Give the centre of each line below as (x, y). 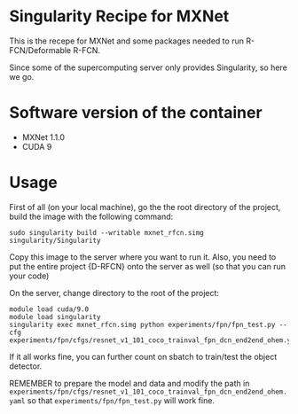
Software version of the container (136, 113)
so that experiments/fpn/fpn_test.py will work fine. (121, 400)
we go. (22, 76)
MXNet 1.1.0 (43, 137)
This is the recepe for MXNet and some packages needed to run (126, 41)
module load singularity (55, 316)
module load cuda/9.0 (49, 309)
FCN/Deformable (40, 50)
